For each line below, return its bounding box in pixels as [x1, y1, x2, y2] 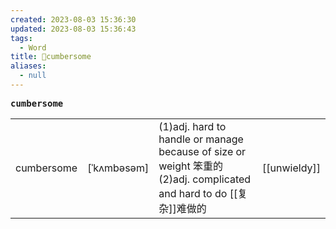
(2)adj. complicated [158, 172, 252, 186]
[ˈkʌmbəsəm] [87, 161, 150, 175]
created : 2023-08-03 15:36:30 [10, 14, 137, 25]
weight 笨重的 [158, 159, 224, 173]
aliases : [10, 61, 47, 71]
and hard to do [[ [158, 186, 238, 200]
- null [19, 71, 47, 81]
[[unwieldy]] [262, 161, 321, 175]
